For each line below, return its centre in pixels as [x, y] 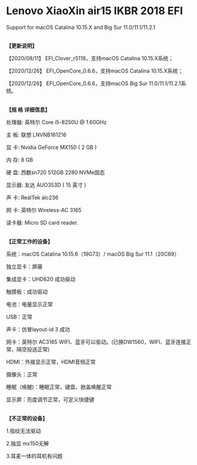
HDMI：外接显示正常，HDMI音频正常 [51, 362]
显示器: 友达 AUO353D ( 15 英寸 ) [46, 185]
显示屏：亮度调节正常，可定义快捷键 [50, 399]
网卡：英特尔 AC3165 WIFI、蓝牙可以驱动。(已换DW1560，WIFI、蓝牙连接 [96, 342]
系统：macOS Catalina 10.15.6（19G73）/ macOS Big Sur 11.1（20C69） [93, 254]
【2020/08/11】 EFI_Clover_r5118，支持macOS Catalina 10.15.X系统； [90, 58]
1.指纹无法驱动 [24, 431]
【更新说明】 [22, 45]
